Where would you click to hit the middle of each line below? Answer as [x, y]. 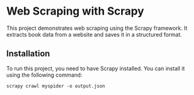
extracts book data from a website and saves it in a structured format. [94, 34]
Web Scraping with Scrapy [75, 11]
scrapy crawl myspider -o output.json [56, 86]
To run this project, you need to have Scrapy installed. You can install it [96, 68]
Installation [28, 54]
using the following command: [44, 75]
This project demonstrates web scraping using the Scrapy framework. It [97, 28]
